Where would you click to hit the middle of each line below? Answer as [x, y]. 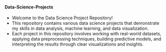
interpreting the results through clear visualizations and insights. [78, 44]
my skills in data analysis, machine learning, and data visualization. [80, 28]
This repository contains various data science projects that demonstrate [85, 23]
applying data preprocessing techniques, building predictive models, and [86, 39]
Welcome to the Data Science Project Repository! [62, 18]
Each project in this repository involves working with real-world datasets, [86, 34]
